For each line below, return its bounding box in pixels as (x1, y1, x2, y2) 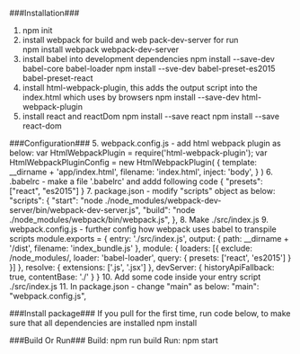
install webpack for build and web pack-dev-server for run (22, 35, 239, 45)
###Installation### (9, 8, 80, 18)
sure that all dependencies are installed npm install (9, 318, 198, 328)
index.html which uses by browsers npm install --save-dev (22, 92, 240, 102)
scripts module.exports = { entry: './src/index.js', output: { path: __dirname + (9, 234, 289, 243)
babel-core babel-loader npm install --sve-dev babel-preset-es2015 (22, 63, 276, 74)
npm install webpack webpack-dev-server (22, 44, 180, 55)
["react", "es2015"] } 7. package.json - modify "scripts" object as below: (9, 186, 276, 196)
